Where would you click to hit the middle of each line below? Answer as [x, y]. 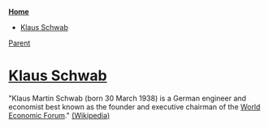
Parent [20, 43]
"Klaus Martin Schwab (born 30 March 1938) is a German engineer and [127, 98]
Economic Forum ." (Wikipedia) [59, 115]
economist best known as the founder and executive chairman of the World [134, 107]
